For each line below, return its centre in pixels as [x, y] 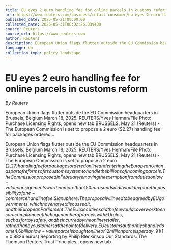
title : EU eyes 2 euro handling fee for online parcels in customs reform [86, 10]
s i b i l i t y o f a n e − [20, 193]
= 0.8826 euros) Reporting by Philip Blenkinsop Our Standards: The [76, 236]
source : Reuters [22, 29]
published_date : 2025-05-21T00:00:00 [45, 19]
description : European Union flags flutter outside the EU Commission [82, 43]
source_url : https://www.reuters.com [45, 34]
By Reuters [17, 103]
